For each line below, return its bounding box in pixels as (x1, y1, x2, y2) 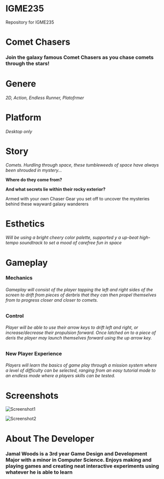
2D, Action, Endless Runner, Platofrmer (5, 94, 85, 101)
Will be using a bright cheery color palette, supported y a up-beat (5, 234, 139, 241)
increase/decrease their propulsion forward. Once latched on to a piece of (5, 330, 156, 336)
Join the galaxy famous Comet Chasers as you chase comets (5, 54, 154, 61)
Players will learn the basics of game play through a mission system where (5, 362, 157, 368)
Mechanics (5, 275, 33, 282)
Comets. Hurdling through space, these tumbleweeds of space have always (5, 162, 159, 168)
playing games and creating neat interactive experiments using (5, 463, 160, 470)
